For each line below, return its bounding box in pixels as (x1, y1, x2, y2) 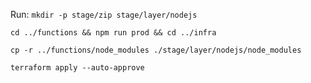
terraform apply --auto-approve (10, 63, 145, 73)
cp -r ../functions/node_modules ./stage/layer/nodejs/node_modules (10, 45, 302, 55)
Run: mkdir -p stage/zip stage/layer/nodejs (10, 9, 198, 20)
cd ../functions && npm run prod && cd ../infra (10, 28, 217, 38)
